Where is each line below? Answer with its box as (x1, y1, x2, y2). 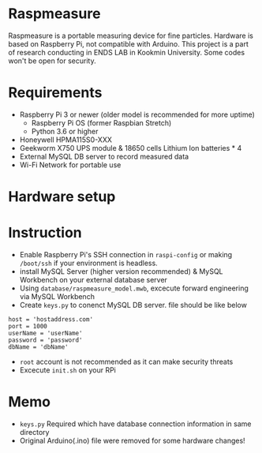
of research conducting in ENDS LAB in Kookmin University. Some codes (8, 47, 245, 57)
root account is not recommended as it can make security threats (19, 357, 234, 366)
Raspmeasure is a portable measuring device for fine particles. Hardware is (8, 31, 254, 40)
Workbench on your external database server (19, 275, 168, 284)
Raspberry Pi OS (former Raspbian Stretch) (31, 118, 172, 127)
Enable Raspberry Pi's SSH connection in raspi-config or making (19, 250, 233, 259)
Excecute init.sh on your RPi (19, 365, 117, 375)
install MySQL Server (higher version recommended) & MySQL (19, 267, 223, 276)
